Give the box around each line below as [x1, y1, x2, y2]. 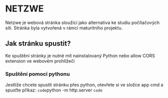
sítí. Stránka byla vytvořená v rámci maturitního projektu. [5, 24, 123, 30]
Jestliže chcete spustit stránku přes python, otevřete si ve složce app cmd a [5, 82, 163, 88]
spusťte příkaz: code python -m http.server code [5, 87, 102, 93]
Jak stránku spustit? [5, 39, 71, 48]
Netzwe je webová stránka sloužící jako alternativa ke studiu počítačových [5, 19, 160, 25]
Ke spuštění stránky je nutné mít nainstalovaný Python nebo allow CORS [5, 52, 155, 58]
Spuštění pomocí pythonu [5, 70, 70, 77]
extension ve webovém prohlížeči [5, 58, 75, 64]
